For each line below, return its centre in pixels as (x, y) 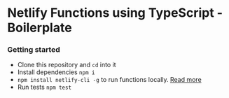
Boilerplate (40, 28)
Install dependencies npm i (56, 72)
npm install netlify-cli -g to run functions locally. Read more (109, 80)
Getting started (34, 50)
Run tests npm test (44, 87)
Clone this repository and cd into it (67, 65)
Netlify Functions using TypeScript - (115, 13)
